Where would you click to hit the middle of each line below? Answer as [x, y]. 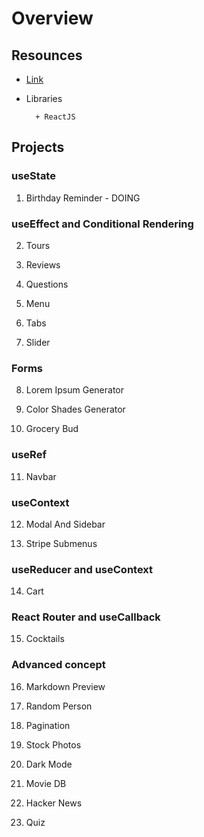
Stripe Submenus [61, 543]
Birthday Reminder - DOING [83, 198]
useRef [29, 455]
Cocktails [45, 639]
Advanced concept [58, 665]
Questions [47, 284]
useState [33, 176]
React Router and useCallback [86, 617]
